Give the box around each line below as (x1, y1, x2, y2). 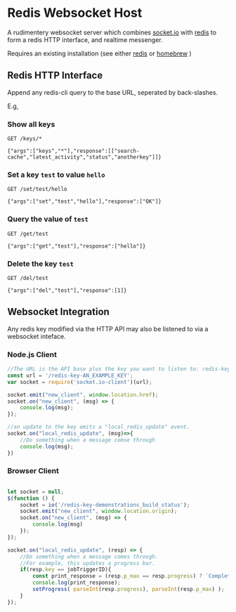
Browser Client (7, 466, 60, 476)
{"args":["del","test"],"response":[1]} (7, 286, 128, 294)
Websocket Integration (7, 306, 110, 318)
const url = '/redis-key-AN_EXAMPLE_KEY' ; (7, 372, 133, 379)
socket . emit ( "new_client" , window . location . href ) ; (7, 391, 159, 398)
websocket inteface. (7, 332, 67, 340)
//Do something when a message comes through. (20, 553, 159, 560)
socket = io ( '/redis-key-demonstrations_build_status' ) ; (20, 501, 190, 508)
